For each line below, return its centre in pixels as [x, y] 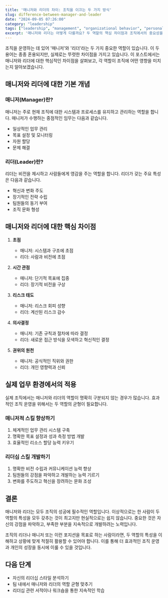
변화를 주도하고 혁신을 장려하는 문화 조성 [52, 481]
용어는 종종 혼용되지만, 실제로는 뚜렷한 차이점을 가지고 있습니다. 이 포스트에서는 [82, 54]
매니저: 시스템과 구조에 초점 [46, 250]
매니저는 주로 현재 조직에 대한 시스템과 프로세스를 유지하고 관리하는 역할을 [77, 111]
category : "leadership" [30, 24]
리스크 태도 [23, 295]
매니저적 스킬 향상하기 [30, 418]
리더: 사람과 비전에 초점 [43, 257]
